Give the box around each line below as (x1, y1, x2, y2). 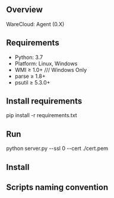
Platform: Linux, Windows (14, 59, 78, 67)
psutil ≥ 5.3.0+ (14, 78, 50, 86)
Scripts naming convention (6, 183, 109, 193)
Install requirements (6, 96, 83, 106)
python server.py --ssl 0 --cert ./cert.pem (6, 145, 109, 152)
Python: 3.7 (14, 54, 43, 61)
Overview (6, 5, 43, 15)
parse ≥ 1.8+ (14, 73, 46, 80)
